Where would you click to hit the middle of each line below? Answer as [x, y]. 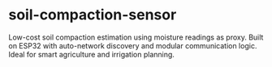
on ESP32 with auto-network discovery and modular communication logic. [133, 45]
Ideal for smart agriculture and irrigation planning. [91, 54]
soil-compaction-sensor [93, 15]
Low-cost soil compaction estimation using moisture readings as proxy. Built [136, 37]
